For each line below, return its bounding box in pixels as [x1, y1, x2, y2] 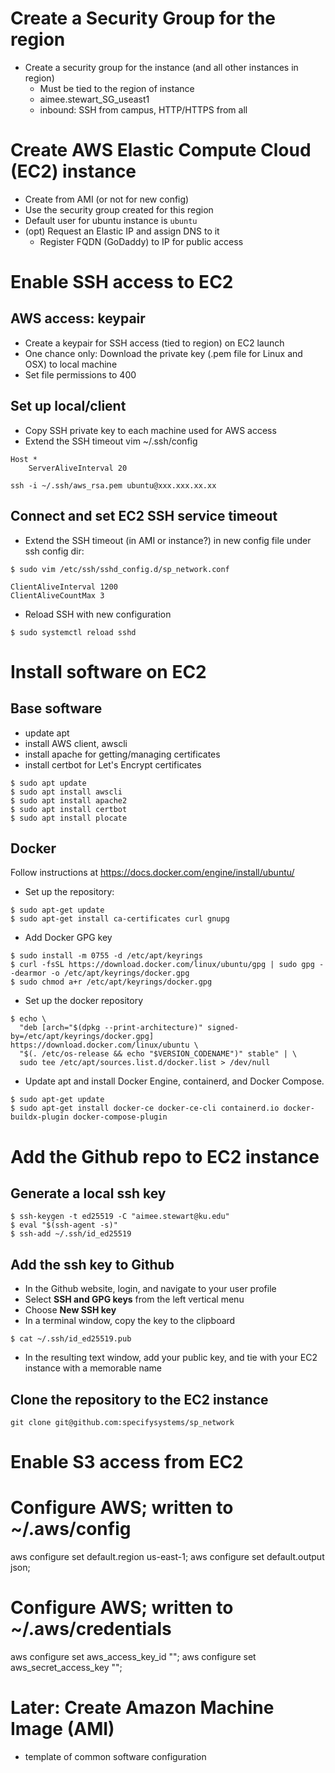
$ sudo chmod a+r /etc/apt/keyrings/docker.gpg [10, 977, 213, 987]
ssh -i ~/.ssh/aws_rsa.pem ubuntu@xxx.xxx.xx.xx [10, 480, 217, 491]
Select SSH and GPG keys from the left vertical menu [24, 1293, 245, 1306]
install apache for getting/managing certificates [24, 748, 221, 760]
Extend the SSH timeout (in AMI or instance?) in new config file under [24, 534, 312, 546]
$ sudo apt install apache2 [10, 795, 128, 806]
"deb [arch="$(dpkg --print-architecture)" [19, 1023, 203, 1033]
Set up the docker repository [24, 995, 144, 1007]
